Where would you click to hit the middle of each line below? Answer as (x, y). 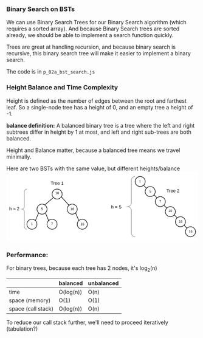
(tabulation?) (22, 329)
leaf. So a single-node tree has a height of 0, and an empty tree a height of (100, 107)
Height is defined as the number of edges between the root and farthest (97, 101)
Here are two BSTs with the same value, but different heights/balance (93, 168)
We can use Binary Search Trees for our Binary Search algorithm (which (96, 22)
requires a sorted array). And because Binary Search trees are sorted (93, 29)
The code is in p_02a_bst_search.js (51, 72)
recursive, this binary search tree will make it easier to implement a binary (99, 53)
